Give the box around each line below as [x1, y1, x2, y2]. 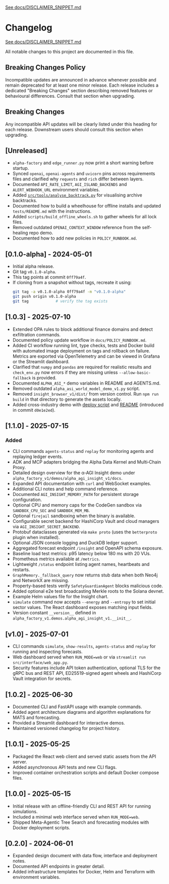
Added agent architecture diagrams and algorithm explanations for [12, 709, 151, 715]
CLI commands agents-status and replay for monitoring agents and [12, 448, 154, 454]
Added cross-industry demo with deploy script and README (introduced [12, 401, 164, 407]
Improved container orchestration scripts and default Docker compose [12, 770, 159, 776]
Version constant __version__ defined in [12, 610, 96, 616]
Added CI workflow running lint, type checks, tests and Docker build [12, 342, 155, 349]
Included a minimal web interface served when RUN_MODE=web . [12, 814, 140, 820]
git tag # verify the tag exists [12, 298, 108, 303]
